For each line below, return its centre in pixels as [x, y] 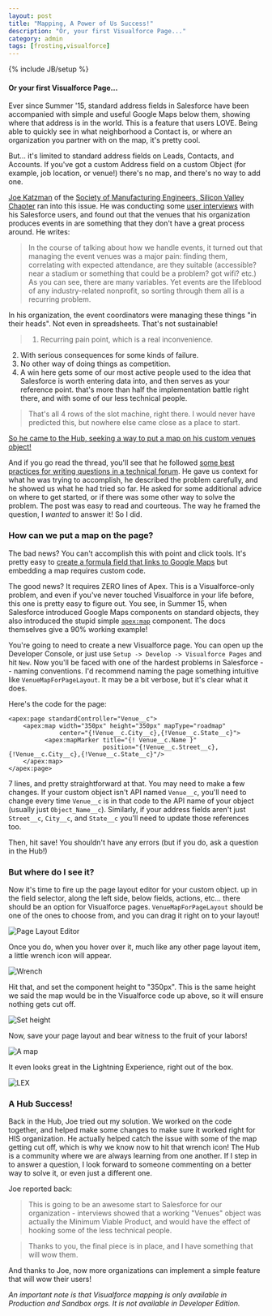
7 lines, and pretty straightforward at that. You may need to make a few [127, 783]
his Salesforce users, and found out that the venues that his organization [130, 215]
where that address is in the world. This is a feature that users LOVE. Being [133, 123]
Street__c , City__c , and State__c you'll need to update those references [129, 818]
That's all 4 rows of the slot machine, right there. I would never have [142, 414]
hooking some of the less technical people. [100, 1231]
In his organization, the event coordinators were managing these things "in [133, 315]
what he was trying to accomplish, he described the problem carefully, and [133, 480]
